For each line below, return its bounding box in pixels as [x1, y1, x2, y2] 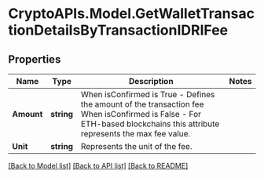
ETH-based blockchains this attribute [80, 118, 220, 129]
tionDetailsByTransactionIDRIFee [8, 21, 229, 39]
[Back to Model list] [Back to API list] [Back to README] [8, 162, 189, 170]
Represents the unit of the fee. [80, 141, 192, 151]
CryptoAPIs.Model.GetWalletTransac [8, 5, 255, 23]
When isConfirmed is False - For [80, 109, 202, 119]
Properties [8, 53, 61, 66]
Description [128, 76, 174, 86]
